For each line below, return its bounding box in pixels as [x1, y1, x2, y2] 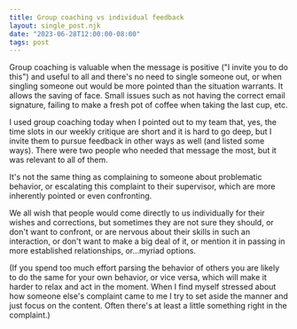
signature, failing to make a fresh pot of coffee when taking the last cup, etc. [9, 99, 288, 111]
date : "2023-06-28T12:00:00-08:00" [9, 29, 141, 38]
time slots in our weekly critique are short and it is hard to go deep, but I [9, 126, 272, 137]
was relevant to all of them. [9, 154, 108, 165]
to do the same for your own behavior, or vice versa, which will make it [9, 272, 268, 283]
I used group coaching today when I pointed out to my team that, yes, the [9, 117, 277, 128]
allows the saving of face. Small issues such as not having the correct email [9, 90, 285, 101]
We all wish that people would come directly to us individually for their [9, 208, 265, 218]
